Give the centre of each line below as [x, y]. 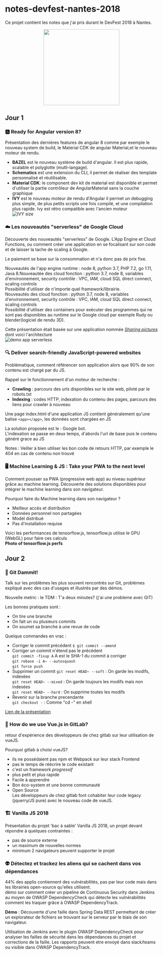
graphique [22, 193]
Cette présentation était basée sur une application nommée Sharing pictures [81, 329]
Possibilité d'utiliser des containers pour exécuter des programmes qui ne [79, 309]
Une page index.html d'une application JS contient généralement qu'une [78, 414]
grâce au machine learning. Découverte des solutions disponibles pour [76, 484]
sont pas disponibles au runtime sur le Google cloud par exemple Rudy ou [79, 315]
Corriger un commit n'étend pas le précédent [57, 651]
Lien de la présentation [28, 712]
